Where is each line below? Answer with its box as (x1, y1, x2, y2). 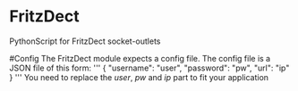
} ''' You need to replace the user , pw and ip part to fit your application (9, 71, 269, 82)
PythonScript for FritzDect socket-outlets (9, 36, 161, 46)
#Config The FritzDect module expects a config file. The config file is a (9, 53, 271, 63)
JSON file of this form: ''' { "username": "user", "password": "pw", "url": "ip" (9, 62, 290, 73)
